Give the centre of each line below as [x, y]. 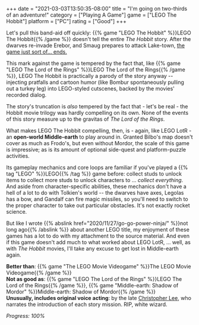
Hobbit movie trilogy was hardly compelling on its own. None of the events [97, 113]
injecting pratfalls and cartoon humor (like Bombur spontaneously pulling [95, 82]
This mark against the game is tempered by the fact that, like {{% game [94, 63]
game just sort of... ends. [37, 52]
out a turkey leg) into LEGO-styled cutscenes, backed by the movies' [91, 88]
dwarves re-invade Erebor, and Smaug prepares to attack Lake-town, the [96, 45]
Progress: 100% [26, 316]
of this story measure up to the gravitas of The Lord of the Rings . [86, 119]
